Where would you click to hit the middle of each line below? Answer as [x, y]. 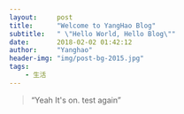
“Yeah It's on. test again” [76, 100]
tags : [19, 67]
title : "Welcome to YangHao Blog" [83, 26]
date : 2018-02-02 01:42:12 [71, 42]
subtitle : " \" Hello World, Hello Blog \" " [92, 34]
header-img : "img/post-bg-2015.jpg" [77, 58]
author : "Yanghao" [51, 50]
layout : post [41, 17]
